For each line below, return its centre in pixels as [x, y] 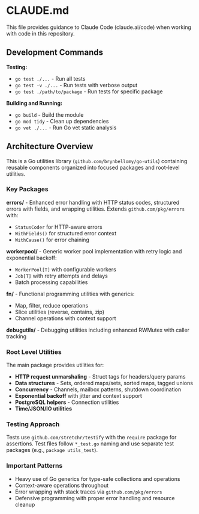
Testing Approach [33, 424]
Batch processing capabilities [51, 282]
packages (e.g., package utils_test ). [52, 450]
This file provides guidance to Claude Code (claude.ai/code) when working [99, 27]
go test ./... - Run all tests [50, 78]
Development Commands [55, 53]
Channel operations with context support [65, 318]
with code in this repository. [40, 33]
